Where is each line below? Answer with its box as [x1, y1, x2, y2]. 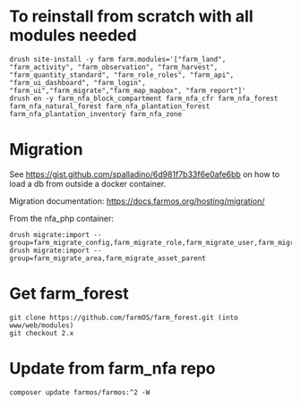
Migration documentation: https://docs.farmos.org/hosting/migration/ [9, 195, 265, 207]
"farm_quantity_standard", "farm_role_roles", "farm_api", [9, 70, 235, 80]
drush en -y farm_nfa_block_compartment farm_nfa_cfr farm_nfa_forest [9, 94, 279, 103]
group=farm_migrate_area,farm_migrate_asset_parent [9, 253, 206, 263]
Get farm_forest [9, 283, 129, 304]
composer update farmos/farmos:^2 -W [9, 387, 150, 397]
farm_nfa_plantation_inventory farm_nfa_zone [9, 109, 182, 118]
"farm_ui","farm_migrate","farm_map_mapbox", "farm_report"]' [9, 86, 246, 95]
